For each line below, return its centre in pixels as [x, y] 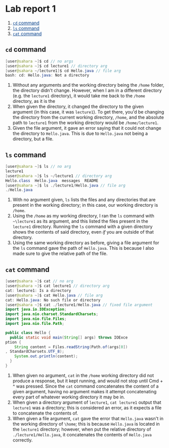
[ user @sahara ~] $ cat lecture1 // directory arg [57, 286]
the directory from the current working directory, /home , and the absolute [88, 118]
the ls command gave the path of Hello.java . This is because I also [83, 248]
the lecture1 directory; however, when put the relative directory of [82, 429]
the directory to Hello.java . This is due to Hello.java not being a [80, 134]
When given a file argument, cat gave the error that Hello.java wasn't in [88, 418]
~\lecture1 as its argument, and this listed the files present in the [80, 221]
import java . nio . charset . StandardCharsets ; [52, 314]
